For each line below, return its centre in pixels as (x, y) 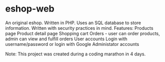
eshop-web (30, 9)
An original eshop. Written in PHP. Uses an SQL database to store (73, 23)
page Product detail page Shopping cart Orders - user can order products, (82, 33)
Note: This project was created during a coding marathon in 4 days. (75, 54)
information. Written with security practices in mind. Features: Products (79, 28)
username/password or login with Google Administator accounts (72, 44)
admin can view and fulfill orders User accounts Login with (66, 39)
